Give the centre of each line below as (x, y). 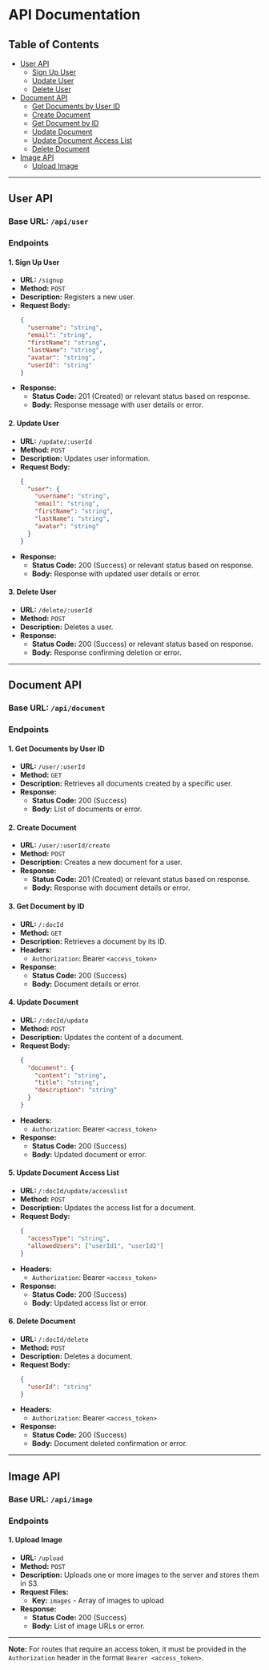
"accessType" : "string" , (69, 1238)
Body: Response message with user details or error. (118, 405)
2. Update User (34, 424)
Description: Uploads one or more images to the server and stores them (139, 1575)
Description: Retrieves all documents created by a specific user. (126, 783)
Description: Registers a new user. (77, 297)
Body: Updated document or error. (89, 1154)
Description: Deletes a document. (76, 1356)
